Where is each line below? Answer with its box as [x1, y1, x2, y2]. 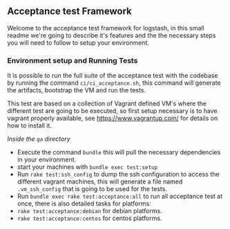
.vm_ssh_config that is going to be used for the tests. [17, 185, 168, 193]
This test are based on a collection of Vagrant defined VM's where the [7, 99, 207, 108]
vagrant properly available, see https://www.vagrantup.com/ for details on [7, 114, 218, 123]
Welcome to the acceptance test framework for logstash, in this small [7, 23, 205, 32]
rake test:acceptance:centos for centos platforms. [17, 214, 162, 223]
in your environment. [17, 155, 77, 164]
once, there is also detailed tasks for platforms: [17, 199, 151, 208]
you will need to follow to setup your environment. [7, 38, 150, 47]
